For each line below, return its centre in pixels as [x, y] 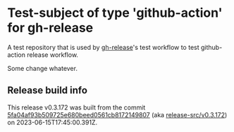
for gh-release [50, 28]
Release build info [48, 90]
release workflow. [53, 55]
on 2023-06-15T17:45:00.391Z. [52, 122]
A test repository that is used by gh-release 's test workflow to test [103, 47]
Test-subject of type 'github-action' [115, 13]
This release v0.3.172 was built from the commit [76, 107]
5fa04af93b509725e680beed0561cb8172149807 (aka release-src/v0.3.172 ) [117, 114]
